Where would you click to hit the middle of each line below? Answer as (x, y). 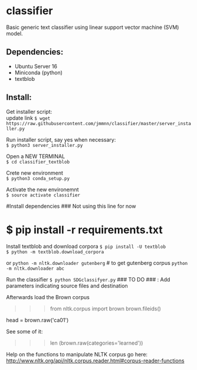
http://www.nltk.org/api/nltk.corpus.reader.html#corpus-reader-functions (95, 361)
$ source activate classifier (43, 195)
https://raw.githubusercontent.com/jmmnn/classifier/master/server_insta (99, 123)
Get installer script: (29, 112)
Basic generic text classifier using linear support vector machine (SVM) (93, 27)
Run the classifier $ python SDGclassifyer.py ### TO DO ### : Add (88, 279)
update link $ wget (28, 118)
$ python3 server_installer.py (45, 145)
